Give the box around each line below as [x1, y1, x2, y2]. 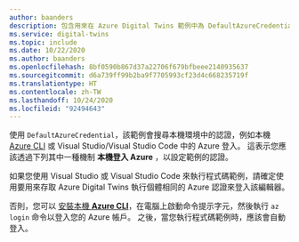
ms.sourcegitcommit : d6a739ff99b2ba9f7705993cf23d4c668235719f [9, 71, 249, 80]
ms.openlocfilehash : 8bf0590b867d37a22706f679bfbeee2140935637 [9, 63, 249, 72]
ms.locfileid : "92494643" [9, 104, 105, 113]
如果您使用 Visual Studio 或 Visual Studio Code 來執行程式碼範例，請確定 [9, 171, 277, 181]
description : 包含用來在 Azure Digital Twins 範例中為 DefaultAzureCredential [9, 21, 296, 30]
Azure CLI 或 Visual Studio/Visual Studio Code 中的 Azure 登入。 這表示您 [9, 141, 279, 151]
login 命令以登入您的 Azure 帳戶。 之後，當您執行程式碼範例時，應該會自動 [9, 212, 287, 222]
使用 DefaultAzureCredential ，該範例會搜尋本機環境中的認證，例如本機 [9, 130, 271, 141]
